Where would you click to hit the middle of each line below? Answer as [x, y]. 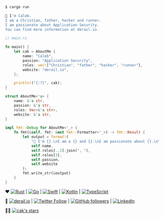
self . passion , [45, 159]
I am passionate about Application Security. [52, 25]
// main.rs [16, 38]
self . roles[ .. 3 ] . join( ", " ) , [61, 150]
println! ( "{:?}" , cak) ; [38, 83]
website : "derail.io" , [46, 70]
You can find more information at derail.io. [52, 29]
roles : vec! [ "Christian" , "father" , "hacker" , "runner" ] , [83, 65]
